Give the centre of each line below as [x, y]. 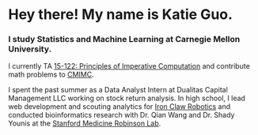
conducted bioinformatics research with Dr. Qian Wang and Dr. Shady [121, 115]
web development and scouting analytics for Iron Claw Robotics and [120, 107]
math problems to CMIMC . [51, 75]
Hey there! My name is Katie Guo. [121, 15]
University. [30, 49]
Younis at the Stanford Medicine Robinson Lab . [85, 123]
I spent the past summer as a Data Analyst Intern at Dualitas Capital [118, 90]
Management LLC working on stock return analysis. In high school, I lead [127, 98]
